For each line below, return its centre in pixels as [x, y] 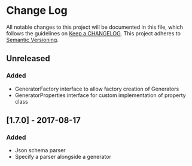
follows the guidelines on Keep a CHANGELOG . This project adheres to [94, 33]
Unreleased [28, 58]
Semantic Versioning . [32, 40]
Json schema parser [40, 150]
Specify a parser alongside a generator [63, 157]
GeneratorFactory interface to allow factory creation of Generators [97, 89]
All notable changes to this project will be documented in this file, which [95, 27]
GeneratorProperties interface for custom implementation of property [100, 95]
